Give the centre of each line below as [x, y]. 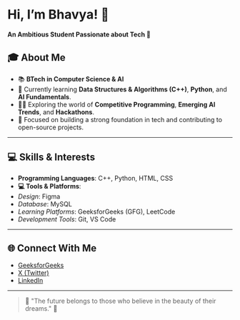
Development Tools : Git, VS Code [67, 219]
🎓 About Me [36, 57]
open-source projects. [51, 127]
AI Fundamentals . [44, 96]
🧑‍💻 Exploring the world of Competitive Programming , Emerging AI [116, 104]
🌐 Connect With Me [52, 248]
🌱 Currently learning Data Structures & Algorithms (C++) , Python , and [122, 89]
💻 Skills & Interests [51, 157]
